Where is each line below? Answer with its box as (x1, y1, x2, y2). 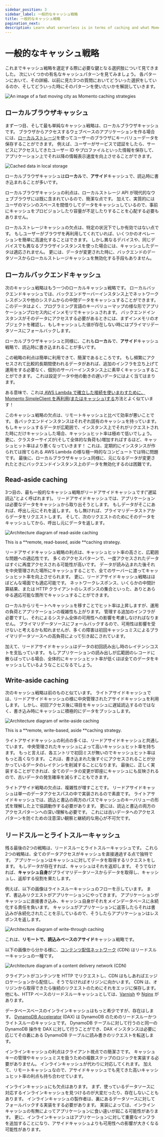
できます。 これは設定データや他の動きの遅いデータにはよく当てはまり (13, 373, 156, 379)
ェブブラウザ (5, 195, 31, 201)
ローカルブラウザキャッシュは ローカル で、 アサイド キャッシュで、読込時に (5, 173, 155, 179)
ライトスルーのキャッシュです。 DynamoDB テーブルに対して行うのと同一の (5, 1020, 158, 1026)
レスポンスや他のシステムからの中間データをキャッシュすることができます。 (5, 297, 159, 303)
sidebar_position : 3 (5, 7, 47, 12)
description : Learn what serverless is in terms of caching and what (5, 25, 150, 30)
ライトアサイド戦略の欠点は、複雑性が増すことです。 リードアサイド (5, 784, 143, 791)
